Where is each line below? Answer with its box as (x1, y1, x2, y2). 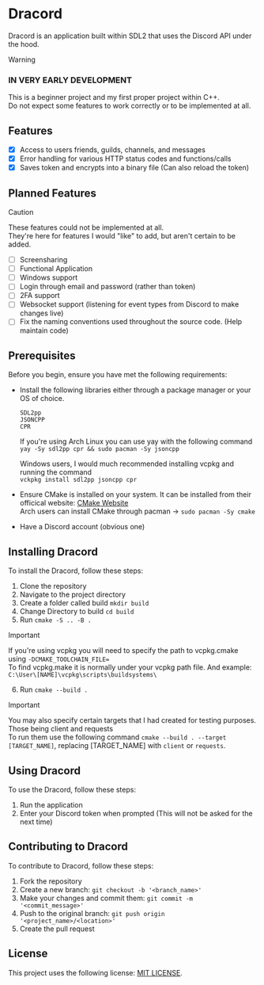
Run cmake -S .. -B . (19, 615, 92, 624)
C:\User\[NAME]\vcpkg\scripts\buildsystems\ (8, 671, 157, 679)
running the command (19, 468, 92, 477)
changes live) (19, 308, 64, 318)
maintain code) (19, 326, 69, 335)
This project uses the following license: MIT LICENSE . (8, 968, 183, 977)
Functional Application (19, 264, 93, 273)
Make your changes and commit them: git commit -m (19, 893, 194, 903)
